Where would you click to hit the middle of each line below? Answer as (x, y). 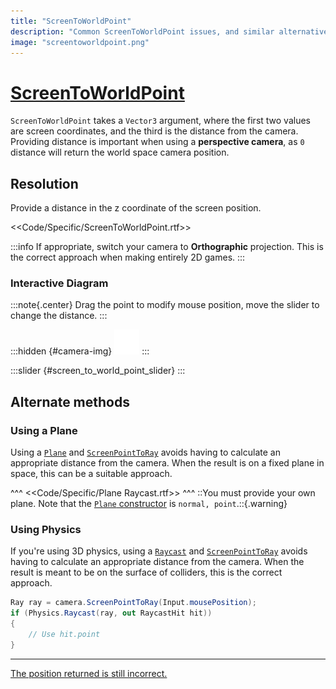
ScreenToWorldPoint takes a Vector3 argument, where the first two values (160, 121)
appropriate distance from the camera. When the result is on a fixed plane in (167, 463)
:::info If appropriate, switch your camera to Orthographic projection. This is (167, 247)
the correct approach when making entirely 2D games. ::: (128, 257)
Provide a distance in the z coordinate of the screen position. (136, 208)
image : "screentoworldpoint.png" (80, 42)
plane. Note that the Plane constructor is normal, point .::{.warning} (149, 504)
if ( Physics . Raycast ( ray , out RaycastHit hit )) (111, 613)
